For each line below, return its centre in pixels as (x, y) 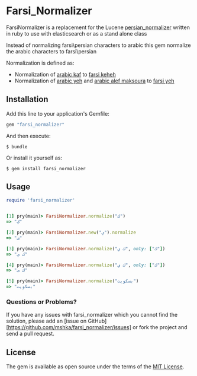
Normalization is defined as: (40, 63)
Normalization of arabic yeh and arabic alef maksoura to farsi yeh (94, 81)
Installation (27, 99)
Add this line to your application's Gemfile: (58, 113)
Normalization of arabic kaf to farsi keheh (65, 74)
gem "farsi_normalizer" (35, 125)
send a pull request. (30, 334)
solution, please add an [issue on (46, 321)
